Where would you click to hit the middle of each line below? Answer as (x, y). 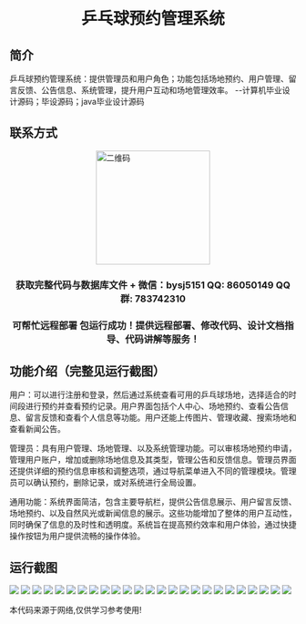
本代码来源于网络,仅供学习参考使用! (76, 610)
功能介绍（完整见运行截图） (87, 371)
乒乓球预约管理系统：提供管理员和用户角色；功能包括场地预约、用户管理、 (149, 79)
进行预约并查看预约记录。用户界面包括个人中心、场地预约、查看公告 (153, 406)
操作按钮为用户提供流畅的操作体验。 (77, 536)
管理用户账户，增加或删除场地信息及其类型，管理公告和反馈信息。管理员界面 (153, 460)
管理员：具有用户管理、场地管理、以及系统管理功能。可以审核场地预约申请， (153, 448)
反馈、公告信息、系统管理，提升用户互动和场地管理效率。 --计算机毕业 (149, 90)
